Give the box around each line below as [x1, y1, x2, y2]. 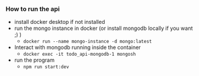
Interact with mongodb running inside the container [14, 44, 141, 51]
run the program [14, 56, 55, 64]
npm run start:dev [23, 64, 69, 70]
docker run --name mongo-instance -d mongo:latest [23, 38, 152, 45]
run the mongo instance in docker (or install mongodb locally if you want [14, 25, 193, 32]
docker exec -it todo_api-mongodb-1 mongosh [23, 51, 136, 57]
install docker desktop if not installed [14, 19, 105, 26]
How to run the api [5, 5, 60, 13]
